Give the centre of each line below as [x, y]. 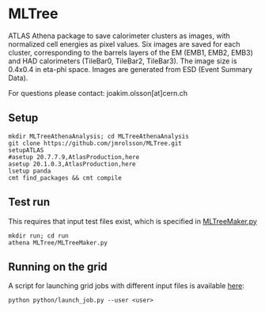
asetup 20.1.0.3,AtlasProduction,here [72, 164]
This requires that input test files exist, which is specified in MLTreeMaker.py [132, 221]
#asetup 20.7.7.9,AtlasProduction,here [74, 157]
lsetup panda [30, 171]
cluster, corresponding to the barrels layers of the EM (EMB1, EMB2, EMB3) [131, 52]
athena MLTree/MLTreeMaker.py [58, 242]
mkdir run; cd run [38, 236]
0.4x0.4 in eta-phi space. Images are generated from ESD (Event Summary [131, 69]
